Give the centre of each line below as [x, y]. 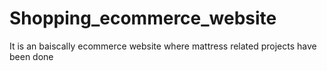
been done [31, 56]
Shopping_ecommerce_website [143, 18]
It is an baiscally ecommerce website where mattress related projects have [163, 46]
